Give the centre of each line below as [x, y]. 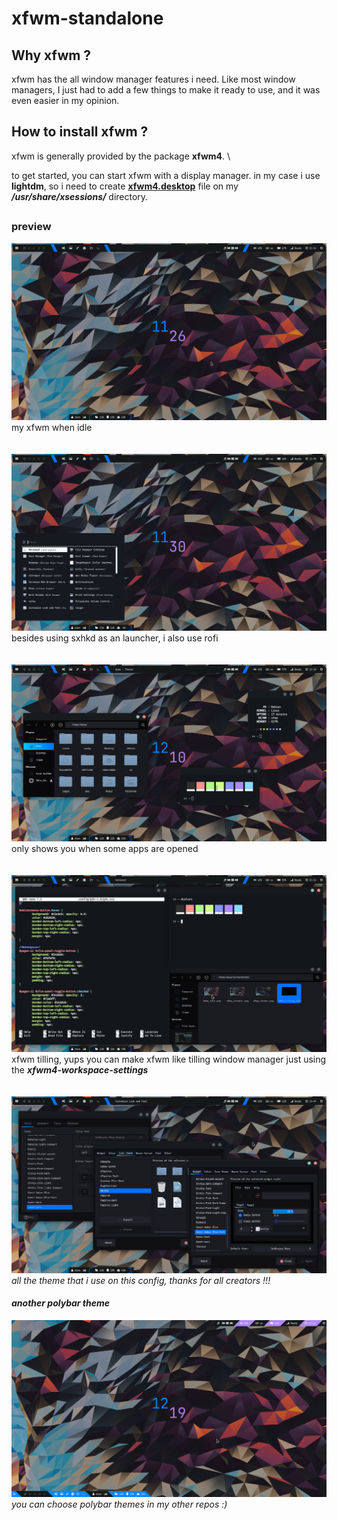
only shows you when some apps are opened [105, 848]
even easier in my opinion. [65, 100]
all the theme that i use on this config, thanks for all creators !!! [141, 1280]
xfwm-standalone [87, 18]
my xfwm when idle [52, 427]
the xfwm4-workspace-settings [80, 1069]
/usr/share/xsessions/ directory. [80, 196]
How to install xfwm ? [80, 132]
